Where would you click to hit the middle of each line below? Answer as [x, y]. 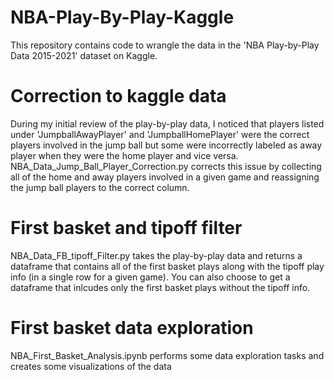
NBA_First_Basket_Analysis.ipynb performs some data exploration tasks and [167, 355]
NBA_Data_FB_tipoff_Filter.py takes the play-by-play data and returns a [156, 255]
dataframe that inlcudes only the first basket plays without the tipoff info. [160, 287]
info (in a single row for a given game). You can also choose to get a [150, 277]
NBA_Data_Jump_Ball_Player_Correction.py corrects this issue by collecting [166, 166]
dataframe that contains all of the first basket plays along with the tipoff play [167, 266]
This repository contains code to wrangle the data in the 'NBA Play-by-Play [165, 45]
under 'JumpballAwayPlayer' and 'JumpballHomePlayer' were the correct [160, 134]
